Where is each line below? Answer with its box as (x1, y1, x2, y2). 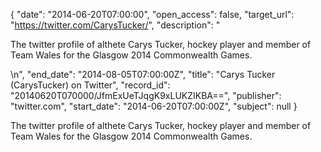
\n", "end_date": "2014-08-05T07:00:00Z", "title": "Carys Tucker (10, 69, 276, 80)
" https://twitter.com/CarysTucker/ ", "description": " (10, 19, 221, 31)
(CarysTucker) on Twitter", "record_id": (10, 79, 171, 91)
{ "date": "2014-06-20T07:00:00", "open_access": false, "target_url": (10, 9, 295, 20)
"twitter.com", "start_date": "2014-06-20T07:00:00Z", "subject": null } (10, 100, 298, 112)
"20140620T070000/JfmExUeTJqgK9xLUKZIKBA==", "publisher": (10, 90, 282, 101)
